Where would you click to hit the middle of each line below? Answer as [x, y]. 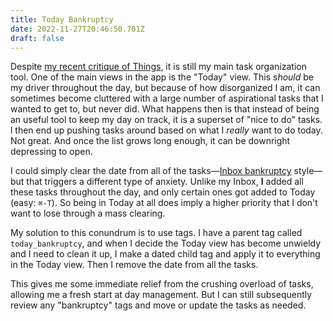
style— [308, 171]
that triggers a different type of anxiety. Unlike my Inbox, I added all [165, 182]
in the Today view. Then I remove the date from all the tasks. [134, 265]
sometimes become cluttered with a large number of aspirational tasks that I [167, 98]
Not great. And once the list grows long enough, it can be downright [150, 141]
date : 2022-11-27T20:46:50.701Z [77, 29]
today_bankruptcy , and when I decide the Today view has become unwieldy [166, 243]
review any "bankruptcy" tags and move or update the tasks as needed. [158, 305]
